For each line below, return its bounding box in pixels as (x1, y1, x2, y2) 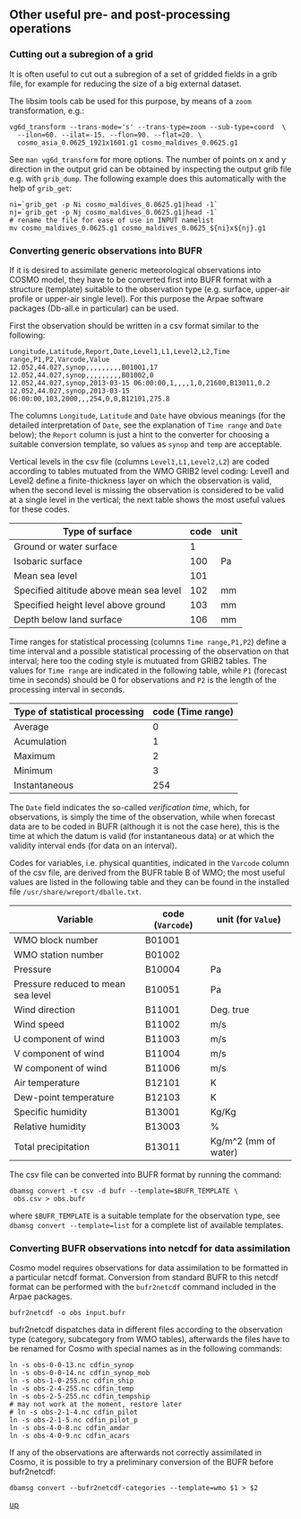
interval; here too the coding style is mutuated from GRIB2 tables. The (9, 655, 267, 666)
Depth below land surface (13, 613, 123, 625)
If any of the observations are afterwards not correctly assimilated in (9, 1447, 262, 1458)
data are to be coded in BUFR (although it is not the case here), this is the (9, 821, 280, 832)
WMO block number (13, 933, 99, 946)
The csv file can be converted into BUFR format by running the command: (9, 1169, 282, 1179)
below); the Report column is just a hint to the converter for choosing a (9, 428, 271, 439)
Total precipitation (13, 1140, 90, 1152)
